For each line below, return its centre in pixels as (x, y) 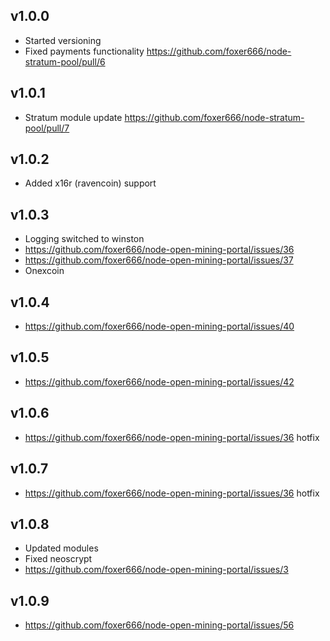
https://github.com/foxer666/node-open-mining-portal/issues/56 (159, 625)
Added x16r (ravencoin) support (90, 183)
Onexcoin (44, 271)
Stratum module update (73, 117)
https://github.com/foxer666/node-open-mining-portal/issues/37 (159, 260)
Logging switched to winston (84, 239)
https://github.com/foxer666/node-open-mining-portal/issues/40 (159, 326)
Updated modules (61, 548)
